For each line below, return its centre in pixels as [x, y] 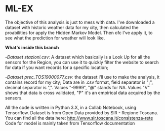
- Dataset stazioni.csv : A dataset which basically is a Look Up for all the [78, 57]
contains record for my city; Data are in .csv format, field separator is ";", [79, 82]
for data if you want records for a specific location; [57, 67]
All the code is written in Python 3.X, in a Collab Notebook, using [71, 107]
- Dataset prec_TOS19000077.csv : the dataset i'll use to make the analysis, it [82, 77]
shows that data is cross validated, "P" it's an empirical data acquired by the [83, 93]
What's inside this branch [32, 47]
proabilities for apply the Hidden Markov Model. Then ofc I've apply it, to [79, 33]
